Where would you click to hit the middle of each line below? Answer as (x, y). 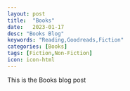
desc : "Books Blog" (36, 34)
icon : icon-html (31, 60)
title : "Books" (31, 20)
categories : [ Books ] (38, 47)
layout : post (26, 14)
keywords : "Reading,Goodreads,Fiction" (66, 40)
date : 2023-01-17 (36, 27)
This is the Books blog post (47, 80)
